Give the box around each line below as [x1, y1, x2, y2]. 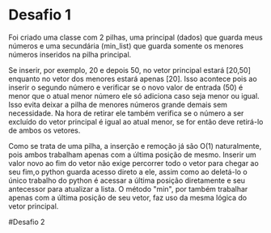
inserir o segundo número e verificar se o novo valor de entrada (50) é [8, 83, 243, 92]
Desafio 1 [8, 6, 71, 24]
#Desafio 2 [8, 217, 45, 227]
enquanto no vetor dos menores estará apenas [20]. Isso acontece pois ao [8, 74, 257, 83]
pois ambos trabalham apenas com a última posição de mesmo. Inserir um [8, 150, 256, 159]
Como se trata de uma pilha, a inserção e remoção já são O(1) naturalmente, [8, 141, 262, 150]
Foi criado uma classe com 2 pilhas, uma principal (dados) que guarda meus [8, 32, 263, 42]
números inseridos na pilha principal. [8, 49, 132, 59]
